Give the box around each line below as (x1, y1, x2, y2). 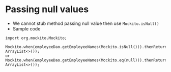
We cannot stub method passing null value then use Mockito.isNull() (12, 20, 159, 26)
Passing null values (5, 4, 89, 15)
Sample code (12, 25, 41, 31)
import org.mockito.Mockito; (5, 35, 67, 41)
